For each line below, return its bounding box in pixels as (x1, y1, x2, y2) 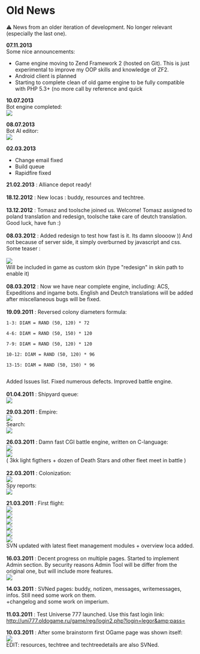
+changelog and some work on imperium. (6, 597, 110, 605)
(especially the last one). (6, 29, 67, 37)
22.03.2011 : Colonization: (6, 469, 72, 477)
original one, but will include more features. (6, 567, 113, 575)
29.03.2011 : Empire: (6, 408, 58, 415)
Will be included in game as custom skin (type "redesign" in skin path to (6, 263, 184, 270)
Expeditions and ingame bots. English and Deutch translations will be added (6, 289, 193, 296)
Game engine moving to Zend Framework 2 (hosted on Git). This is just (14, 60, 190, 67)
